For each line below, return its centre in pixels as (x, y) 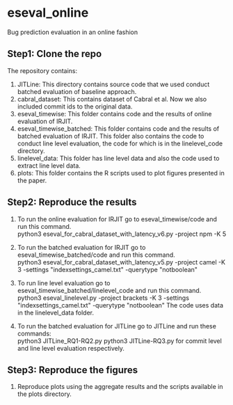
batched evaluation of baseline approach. (77, 91)
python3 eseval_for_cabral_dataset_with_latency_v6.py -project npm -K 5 (122, 234)
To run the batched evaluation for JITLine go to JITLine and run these (117, 326)
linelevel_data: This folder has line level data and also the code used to (118, 158)
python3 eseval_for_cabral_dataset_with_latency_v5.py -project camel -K (121, 262)
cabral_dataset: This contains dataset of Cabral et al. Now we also (112, 99)
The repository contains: (42, 70)
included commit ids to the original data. (75, 106)
